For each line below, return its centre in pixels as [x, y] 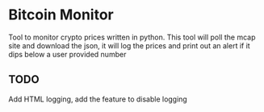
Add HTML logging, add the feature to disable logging [98, 99]
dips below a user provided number [67, 54]
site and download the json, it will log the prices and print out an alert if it [129, 45]
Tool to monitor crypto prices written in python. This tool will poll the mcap [132, 37]
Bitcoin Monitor [61, 15]
